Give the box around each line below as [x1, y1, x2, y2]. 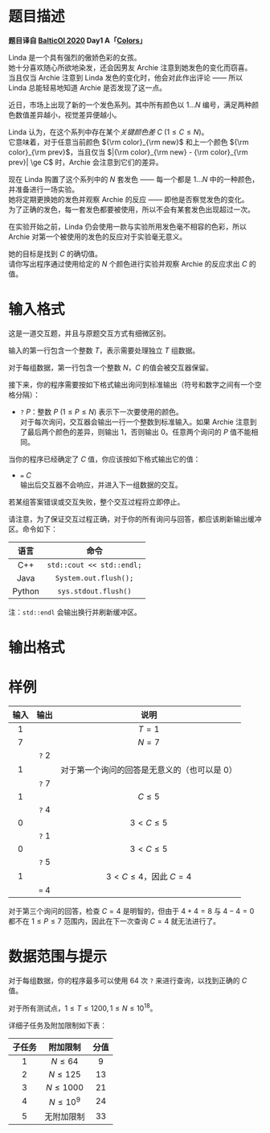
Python [12, 585, 40, 597]
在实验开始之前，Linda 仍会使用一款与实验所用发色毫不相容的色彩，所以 [8, 221, 247, 231]
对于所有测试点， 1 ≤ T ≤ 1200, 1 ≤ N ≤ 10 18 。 [8, 1002, 157, 1013]
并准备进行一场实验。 [8, 184, 79, 194]
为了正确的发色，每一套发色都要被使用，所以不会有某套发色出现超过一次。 [8, 205, 255, 214]
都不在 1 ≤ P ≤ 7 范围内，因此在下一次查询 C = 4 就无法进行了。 [8, 916, 221, 926]
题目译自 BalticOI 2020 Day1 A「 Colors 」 [8, 35, 147, 45]
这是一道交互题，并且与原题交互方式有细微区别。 [8, 328, 170, 338]
